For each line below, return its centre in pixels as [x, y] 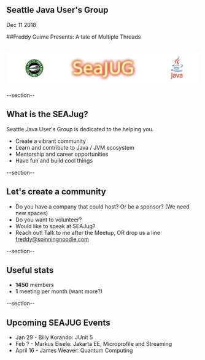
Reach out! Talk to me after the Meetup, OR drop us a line [88, 232]
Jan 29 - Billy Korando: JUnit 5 [54, 337]
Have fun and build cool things [54, 160]
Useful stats [30, 270]
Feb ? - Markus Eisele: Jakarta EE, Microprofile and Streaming [94, 344]
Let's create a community [56, 192]
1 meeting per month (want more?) [59, 291]
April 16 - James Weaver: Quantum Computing [74, 350]
